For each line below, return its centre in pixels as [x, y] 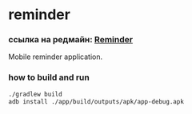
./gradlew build [35, 94]
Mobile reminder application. [56, 57]
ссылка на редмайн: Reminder [71, 40]
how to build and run [49, 77]
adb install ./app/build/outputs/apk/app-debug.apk [96, 101]
